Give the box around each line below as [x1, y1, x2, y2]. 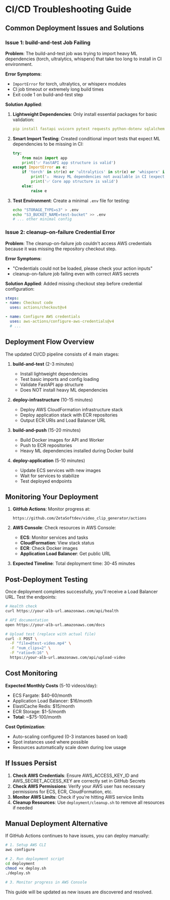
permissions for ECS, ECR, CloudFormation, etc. [12, 789, 113, 795]
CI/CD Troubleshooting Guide [5, 4, 132, 15]
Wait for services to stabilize [20, 473, 79, 479]
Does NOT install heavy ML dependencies [20, 386, 108, 393]
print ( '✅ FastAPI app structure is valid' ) [22, 160, 116, 165]
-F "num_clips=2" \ [10, 646, 51, 651]
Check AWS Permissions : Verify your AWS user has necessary [12, 783, 145, 789]
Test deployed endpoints [20, 478, 72, 484]
